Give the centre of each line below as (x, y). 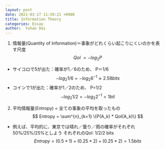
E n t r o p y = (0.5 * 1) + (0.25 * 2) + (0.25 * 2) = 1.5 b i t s (88, 141)
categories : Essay (24, 24)
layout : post (19, 10)
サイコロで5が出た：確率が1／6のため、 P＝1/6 (60, 69)
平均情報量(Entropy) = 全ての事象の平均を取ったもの (66, 108)
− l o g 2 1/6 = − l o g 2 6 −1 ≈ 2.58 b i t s (88, 78)
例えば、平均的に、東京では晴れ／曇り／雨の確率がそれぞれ (74, 126)
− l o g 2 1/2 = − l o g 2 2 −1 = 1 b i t (88, 97)
